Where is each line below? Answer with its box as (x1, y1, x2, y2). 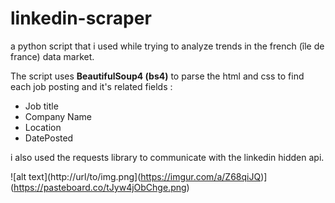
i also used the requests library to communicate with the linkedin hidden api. (10, 151, 325, 163)
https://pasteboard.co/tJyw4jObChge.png (13, 181, 187, 193)
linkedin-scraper (10, 7, 152, 30)
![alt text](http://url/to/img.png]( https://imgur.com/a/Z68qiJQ (10, 170, 262, 182)
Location (24, 121, 62, 133)
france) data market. (10, 50, 95, 62)
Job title (24, 100, 59, 112)
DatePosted (24, 132, 74, 144)
